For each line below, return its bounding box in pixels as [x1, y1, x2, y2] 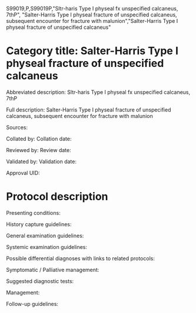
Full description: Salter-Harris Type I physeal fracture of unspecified [6, 106, 171, 113]
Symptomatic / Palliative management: [6, 266, 99, 273]
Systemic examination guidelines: [6, 243, 87, 250]
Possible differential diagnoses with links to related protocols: [6, 255, 155, 262]
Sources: [6, 123, 28, 131]
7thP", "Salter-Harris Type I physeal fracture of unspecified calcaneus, [6, 11, 178, 18]
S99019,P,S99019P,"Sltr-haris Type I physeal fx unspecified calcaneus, [6, 5, 178, 12]
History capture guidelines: [6, 220, 72, 228]
